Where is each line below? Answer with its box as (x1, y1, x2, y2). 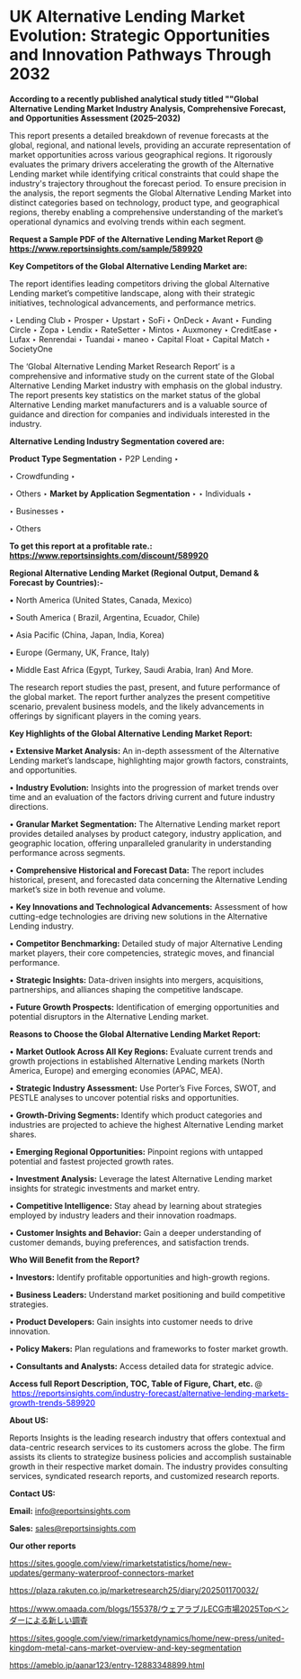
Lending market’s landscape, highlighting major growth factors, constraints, (9, 755, 289, 766)
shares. (9, 1129, 38, 1139)
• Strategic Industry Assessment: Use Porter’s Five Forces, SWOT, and (9, 1083, 277, 1094)
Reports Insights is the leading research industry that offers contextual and (9, 1432, 286, 1443)
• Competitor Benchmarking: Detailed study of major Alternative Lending (9, 938, 283, 948)
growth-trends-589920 (9, 1397, 96, 1408)
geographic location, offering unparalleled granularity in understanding (9, 838, 272, 849)
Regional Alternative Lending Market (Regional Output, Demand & (9, 567, 260, 578)
